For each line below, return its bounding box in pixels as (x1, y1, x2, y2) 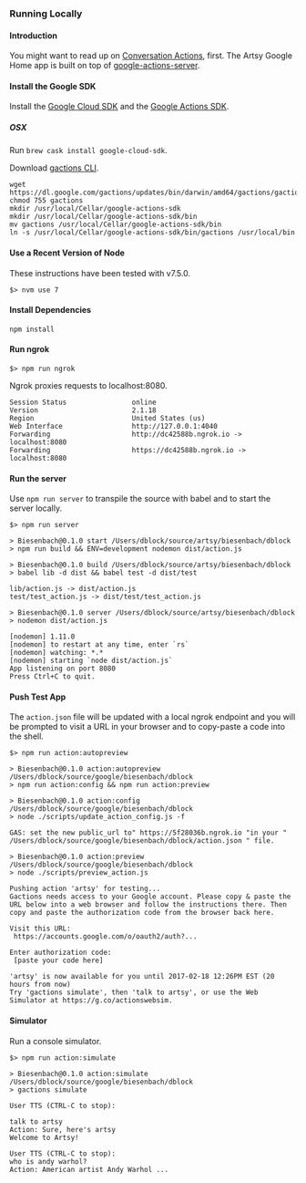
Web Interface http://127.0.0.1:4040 (9, 421, 219, 431)
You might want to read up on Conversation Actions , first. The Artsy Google (9, 50, 293, 61)
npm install (9, 325, 55, 334)
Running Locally (9, 7, 83, 20)
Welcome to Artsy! (9, 1133, 79, 1142)
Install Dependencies (9, 305, 92, 316)
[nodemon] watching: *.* (9, 649, 104, 658)
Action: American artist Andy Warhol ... (9, 1165, 169, 1174)
